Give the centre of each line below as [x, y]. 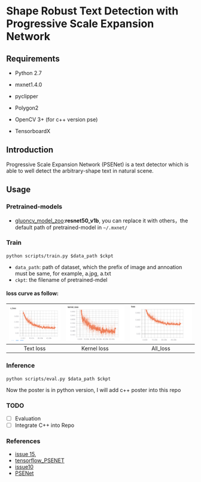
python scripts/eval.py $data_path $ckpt [59, 379]
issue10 [24, 467]
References [23, 441]
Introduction [30, 150]
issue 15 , [26, 454]
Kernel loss [95, 348]
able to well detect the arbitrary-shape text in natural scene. [80, 171]
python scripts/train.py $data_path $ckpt [60, 256]
